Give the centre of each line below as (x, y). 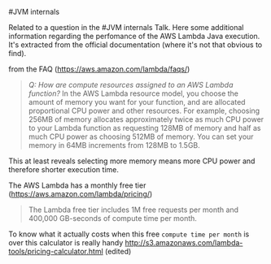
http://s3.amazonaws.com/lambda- (184, 242)
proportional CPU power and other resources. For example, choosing (144, 110)
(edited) (118, 251)
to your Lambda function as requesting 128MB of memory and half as (144, 128)
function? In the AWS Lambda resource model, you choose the (133, 93)
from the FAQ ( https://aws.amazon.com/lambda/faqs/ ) (99, 69)
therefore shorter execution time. (64, 169)
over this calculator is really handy (66, 242)
